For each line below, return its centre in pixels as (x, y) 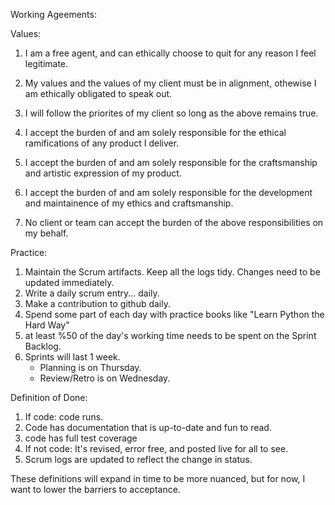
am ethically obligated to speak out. (98, 93)
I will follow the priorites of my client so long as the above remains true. (171, 113)
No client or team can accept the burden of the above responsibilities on (174, 222)
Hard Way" (47, 325)
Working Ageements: (53, 14)
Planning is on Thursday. (90, 367)
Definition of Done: (49, 397)
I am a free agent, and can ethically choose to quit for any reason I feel (170, 53)
